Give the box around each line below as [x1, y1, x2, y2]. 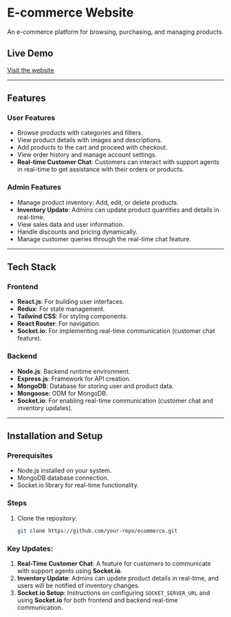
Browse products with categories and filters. [16, 129, 143, 137]
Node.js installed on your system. [16, 467, 112, 475]
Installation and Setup [7, 430, 103, 442]
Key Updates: [7, 543, 54, 553]
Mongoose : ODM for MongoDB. [16, 389, 108, 397]
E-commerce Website [7, 5, 134, 21]
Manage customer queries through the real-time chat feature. [16, 234, 191, 243]
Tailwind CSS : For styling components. [16, 312, 129, 321]
